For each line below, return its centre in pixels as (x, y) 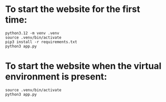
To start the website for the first (73, 9)
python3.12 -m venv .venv (32, 33)
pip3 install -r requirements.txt (41, 42)
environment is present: (56, 77)
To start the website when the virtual (83, 66)
